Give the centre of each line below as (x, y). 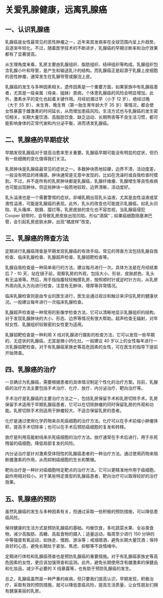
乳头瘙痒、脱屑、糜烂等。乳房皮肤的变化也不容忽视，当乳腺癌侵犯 (79, 210)
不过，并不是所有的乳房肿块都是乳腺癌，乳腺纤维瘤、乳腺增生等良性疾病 (86, 181)
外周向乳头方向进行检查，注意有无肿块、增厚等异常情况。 (62, 285)
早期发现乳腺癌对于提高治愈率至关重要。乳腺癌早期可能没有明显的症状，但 (79, 152)
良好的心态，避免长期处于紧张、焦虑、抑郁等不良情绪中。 (62, 546)
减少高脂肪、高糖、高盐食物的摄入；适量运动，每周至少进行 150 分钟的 (84, 534)
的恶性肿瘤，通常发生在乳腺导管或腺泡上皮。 (50, 76)
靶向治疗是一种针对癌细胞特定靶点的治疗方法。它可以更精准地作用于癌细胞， (81, 470)
